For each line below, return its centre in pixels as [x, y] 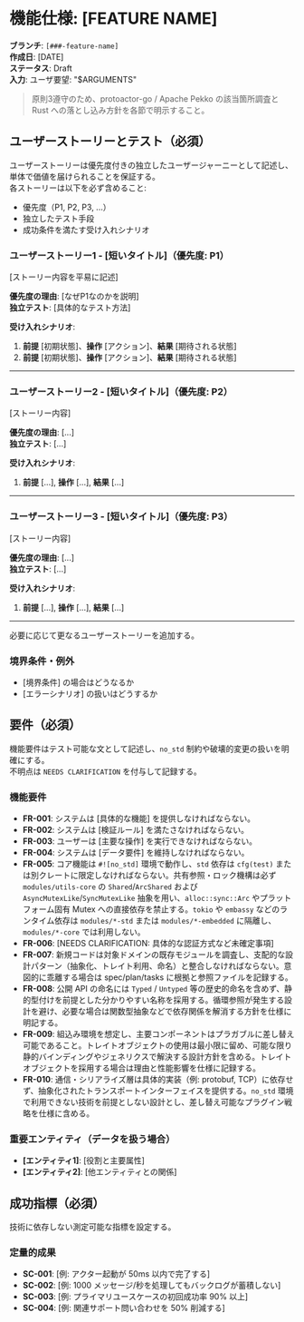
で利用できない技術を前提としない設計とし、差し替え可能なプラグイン [153, 1102]
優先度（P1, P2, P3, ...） [66, 207]
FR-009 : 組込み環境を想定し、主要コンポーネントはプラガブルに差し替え [158, 1034]
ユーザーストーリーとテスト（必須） [110, 142]
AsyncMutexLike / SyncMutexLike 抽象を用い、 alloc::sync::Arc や [141, 898]
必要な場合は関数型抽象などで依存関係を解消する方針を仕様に [177, 1012]
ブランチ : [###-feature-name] [64, 45]
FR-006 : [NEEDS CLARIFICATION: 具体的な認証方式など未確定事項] [148, 944]
